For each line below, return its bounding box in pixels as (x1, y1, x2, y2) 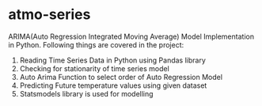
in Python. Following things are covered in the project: (8, 40, 184, 49)
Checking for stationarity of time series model (19, 63, 170, 73)
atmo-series (8, 6, 91, 24)
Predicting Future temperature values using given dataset (19, 81, 207, 90)
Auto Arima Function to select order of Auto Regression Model (19, 72, 223, 81)
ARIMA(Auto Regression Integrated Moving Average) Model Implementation (8, 32, 255, 41)
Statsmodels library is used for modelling (19, 89, 154, 98)
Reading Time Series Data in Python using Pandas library (19, 55, 206, 65)
